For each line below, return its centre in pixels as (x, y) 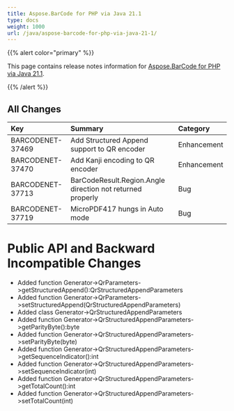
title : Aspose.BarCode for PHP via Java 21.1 (74, 14)
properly (85, 198)
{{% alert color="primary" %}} (51, 53)
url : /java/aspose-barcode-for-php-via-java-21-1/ (82, 33)
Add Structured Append (109, 140)
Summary (87, 129)
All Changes (34, 109)
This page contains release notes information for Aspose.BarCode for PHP (114, 66)
